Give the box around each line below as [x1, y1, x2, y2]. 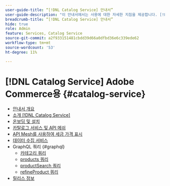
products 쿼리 [20, 156, 49, 162]
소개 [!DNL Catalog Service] [12, 112, 71, 118]
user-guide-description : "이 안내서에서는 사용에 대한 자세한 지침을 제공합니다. [5, 12, 158, 17]
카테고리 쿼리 [20, 150, 47, 156]
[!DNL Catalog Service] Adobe [5, 76, 135, 87]
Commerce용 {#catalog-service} [5, 88, 146, 100]
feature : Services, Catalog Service [5, 31, 82, 36]
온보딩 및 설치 [12, 118, 40, 124]
